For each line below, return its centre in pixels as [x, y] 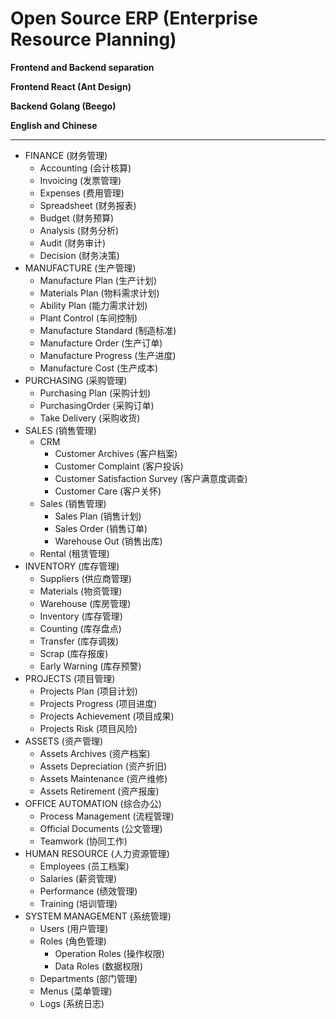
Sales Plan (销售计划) [98, 516]
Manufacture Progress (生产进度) [108, 355]
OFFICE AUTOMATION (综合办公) [93, 803]
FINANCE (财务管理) [66, 155]
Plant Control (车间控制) [88, 318]
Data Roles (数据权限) [99, 966]
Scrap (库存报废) [74, 653]
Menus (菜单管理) [76, 991]
